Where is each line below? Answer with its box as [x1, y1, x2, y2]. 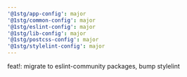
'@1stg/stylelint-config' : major [7, 43, 105, 50]
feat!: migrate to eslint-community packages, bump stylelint [7, 62, 181, 70]
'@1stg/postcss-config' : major [7, 36, 99, 43]
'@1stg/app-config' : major [7, 10, 86, 17]
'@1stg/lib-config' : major [7, 29, 86, 37]
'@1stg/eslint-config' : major [7, 23, 96, 30]
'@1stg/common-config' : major [7, 17, 96, 24]
